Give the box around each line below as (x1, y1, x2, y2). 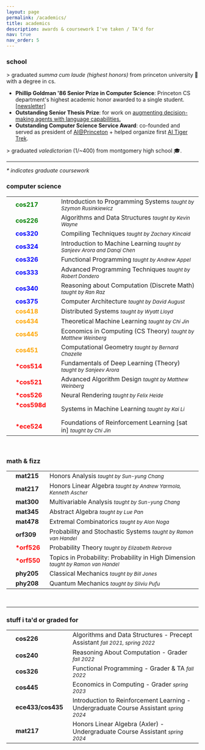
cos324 (15, 242, 38, 251)
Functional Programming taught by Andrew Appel (60, 255, 191, 263)
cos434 (15, 316, 38, 325)
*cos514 (15, 362, 43, 370)
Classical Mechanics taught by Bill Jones (49, 569, 157, 577)
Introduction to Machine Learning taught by (60, 239, 181, 248)
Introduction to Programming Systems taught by (60, 197, 195, 205)
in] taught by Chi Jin (60, 426, 111, 434)
